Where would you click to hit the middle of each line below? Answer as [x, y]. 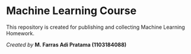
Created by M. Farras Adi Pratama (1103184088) [66, 45]
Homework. [20, 33]
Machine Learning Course [71, 11]
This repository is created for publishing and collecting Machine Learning [95, 27]
